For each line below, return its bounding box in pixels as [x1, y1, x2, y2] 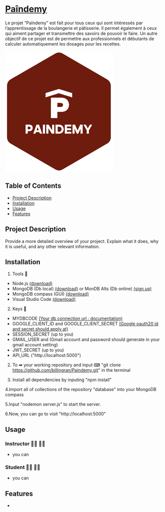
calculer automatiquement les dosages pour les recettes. [5, 41, 121, 47]
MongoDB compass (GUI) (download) [12, 291, 89, 297]
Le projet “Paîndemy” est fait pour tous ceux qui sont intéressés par [5, 20, 143, 26]
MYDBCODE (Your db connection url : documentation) [12, 316, 123, 322]
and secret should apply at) [12, 326, 68, 332]
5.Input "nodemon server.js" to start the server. [5, 401, 101, 407]
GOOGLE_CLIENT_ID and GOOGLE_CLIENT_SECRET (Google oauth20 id [12, 321, 159, 327]
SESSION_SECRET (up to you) [12, 331, 74, 338]
